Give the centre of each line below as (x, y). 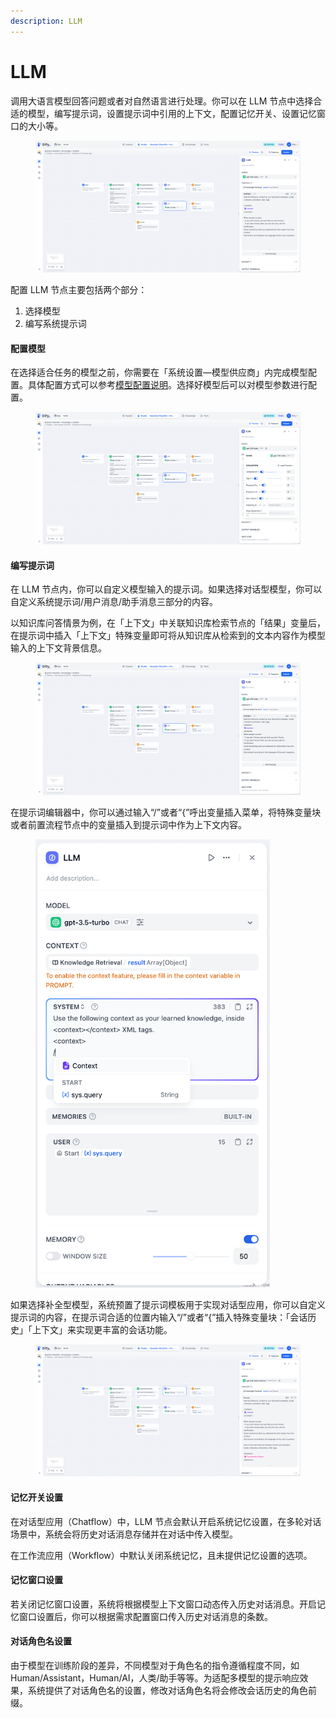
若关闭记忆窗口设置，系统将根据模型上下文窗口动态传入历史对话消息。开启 (163, 1604)
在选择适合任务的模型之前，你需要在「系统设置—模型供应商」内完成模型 (159, 372)
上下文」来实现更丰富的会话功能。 (102, 1329)
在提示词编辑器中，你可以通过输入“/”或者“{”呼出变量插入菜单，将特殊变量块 (166, 812)
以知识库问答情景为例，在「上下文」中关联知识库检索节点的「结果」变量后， (168, 623)
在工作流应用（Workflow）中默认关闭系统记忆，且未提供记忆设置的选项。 (161, 1555)
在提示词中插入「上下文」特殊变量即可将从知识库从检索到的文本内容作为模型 (168, 636)
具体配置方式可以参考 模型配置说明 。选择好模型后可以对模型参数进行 (167, 385)
